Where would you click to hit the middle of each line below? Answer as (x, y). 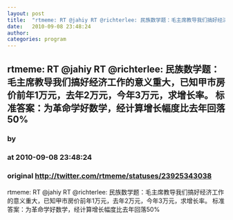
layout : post (26, 13)
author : (18, 33)
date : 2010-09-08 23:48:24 (49, 26)
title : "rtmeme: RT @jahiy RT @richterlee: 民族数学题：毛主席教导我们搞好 (112, 20)
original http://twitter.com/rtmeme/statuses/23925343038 (110, 176)
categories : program (37, 39)
